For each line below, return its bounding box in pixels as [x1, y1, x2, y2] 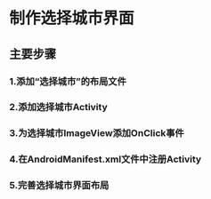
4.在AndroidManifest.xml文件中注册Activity [9, 153, 202, 165]
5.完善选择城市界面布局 [9, 179, 110, 192]
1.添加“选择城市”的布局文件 [9, 75, 127, 87]
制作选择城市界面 [9, 8, 135, 28]
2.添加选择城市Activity [9, 101, 109, 114]
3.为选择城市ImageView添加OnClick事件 [9, 127, 184, 139]
